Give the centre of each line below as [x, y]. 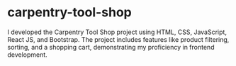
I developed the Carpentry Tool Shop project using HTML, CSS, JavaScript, [117, 32]
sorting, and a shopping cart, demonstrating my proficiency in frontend [111, 47]
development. [27, 55]
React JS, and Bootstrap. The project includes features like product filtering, [118, 39]
